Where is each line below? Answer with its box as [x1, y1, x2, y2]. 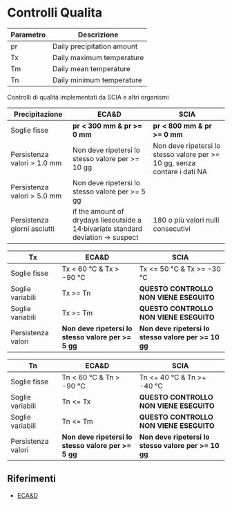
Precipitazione [13, 109, 63, 119]
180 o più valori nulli [153, 215, 220, 225]
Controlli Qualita [7, 5, 103, 21]
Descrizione [78, 30, 119, 39]
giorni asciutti [10, 223, 55, 233]
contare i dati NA [153, 167, 208, 176]
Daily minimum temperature [52, 75, 142, 84]
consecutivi [153, 223, 191, 233]
